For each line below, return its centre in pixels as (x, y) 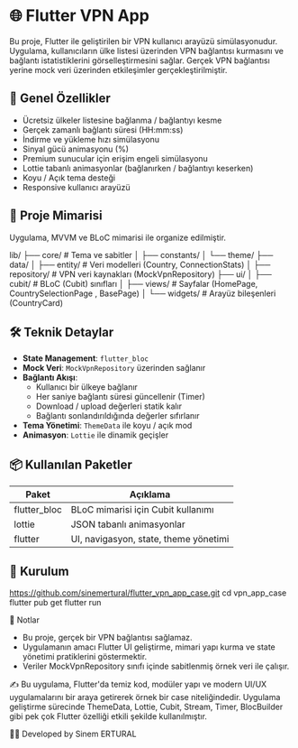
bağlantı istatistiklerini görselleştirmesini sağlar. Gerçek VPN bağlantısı (140, 60)
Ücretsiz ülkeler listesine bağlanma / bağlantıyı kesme (122, 120)
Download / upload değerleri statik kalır (109, 406)
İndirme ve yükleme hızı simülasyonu (91, 139)
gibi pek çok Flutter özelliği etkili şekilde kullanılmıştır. (108, 716)
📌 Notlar (25, 620)
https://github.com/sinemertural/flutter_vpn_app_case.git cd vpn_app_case (148, 593)
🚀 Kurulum (39, 571)
